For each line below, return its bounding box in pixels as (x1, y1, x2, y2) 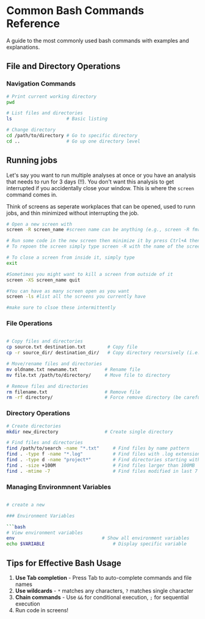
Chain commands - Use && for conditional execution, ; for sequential (15, 594, 189, 601)
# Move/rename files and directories (6, 361, 103, 367)
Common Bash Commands (6, 4, 145, 18)
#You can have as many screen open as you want (6, 288, 130, 294)
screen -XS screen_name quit (6, 276, 81, 283)
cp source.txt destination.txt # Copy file (6, 344, 138, 350)
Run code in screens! (15, 607, 69, 614)
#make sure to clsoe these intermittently (6, 305, 116, 311)
